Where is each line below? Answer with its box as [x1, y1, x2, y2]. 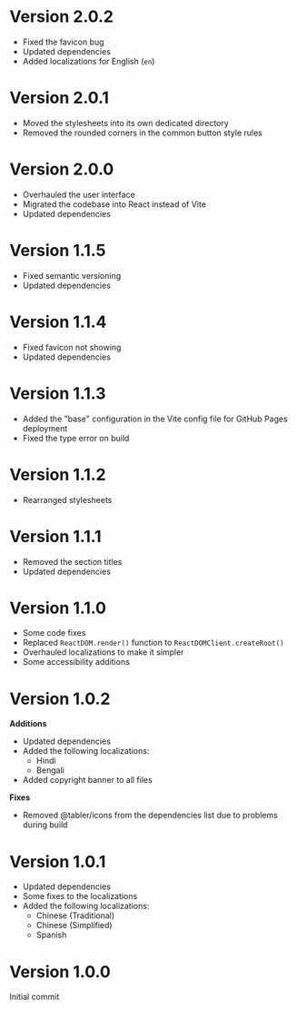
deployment [22, 422, 68, 433]
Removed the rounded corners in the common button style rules [22, 127, 263, 138]
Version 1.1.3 [9, 383, 106, 403]
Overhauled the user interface [22, 189, 135, 200]
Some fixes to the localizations [22, 891, 138, 902]
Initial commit [9, 992, 60, 1003]
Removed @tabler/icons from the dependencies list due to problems [22, 810, 279, 821]
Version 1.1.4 [9, 312, 107, 332]
